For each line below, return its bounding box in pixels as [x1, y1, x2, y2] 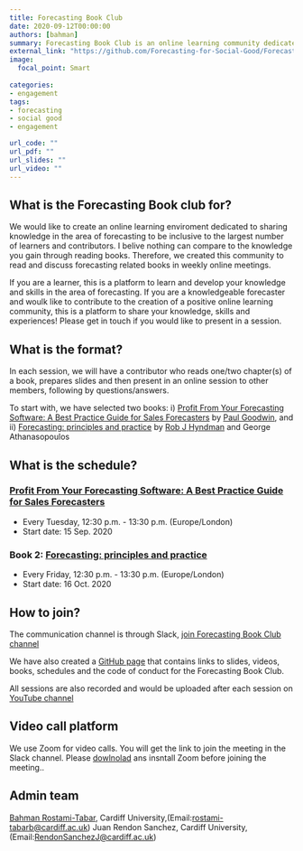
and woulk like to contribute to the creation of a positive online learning [9, 296, 273, 307]
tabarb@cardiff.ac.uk [9, 821, 88, 832]
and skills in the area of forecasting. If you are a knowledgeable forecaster [9, 286, 286, 298]
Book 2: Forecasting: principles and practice [9, 548, 207, 561]
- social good [9, 114, 63, 123]
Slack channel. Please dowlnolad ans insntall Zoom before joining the [9, 752, 267, 763]
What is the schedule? [9, 457, 138, 472]
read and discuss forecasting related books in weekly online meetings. [9, 259, 271, 271]
